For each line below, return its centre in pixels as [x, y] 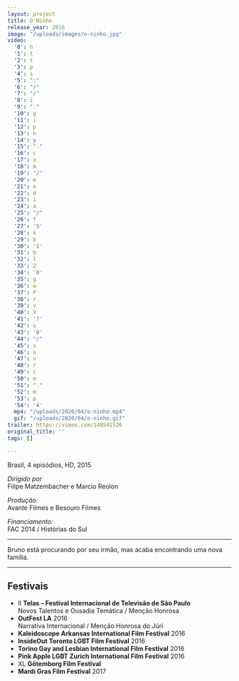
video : [17, 41]
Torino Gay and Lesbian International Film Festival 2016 [101, 649]
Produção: [23, 500]
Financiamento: [30, 521]
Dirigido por [25, 478]
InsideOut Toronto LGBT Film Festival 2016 [81, 641]
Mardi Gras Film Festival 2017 [62, 672]
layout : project [31, 14]
